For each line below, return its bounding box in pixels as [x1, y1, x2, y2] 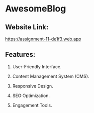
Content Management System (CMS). [12, 73, 90, 79]
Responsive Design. [12, 83, 53, 89]
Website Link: [5, 23, 49, 31]
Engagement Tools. [12, 102, 52, 108]
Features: [5, 50, 36, 59]
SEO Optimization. [12, 93, 50, 99]
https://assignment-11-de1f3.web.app [5, 36, 82, 42]
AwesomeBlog [5, 3, 66, 14]
